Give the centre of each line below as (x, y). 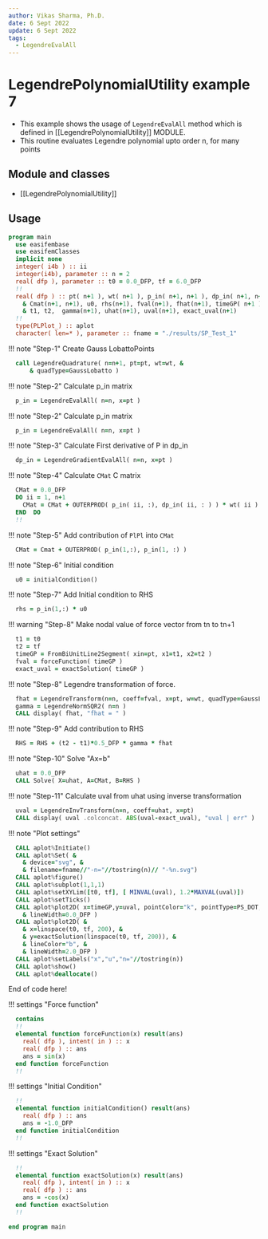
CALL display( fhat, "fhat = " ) (71, 714)
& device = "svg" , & (53, 862)
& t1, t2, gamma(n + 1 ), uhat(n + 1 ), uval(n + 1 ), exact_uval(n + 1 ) (130, 311)
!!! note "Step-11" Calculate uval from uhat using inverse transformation (125, 795)
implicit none (39, 259)
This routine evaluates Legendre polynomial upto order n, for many (130, 141)
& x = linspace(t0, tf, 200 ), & (73, 929)
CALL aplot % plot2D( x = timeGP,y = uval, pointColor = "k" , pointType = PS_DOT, (139, 907)
